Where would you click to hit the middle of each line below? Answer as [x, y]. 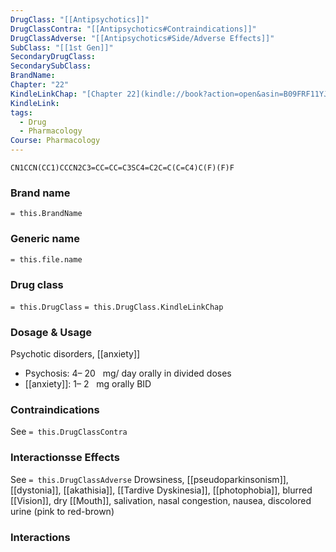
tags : [21, 112]
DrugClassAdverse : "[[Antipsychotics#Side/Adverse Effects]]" [142, 38]
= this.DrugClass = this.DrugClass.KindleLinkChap [117, 307]
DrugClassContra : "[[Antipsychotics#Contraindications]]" [133, 29]
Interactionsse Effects [65, 458]
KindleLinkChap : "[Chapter [66, 94]
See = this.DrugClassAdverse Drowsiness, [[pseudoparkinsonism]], [149, 479]
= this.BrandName [46, 214]
